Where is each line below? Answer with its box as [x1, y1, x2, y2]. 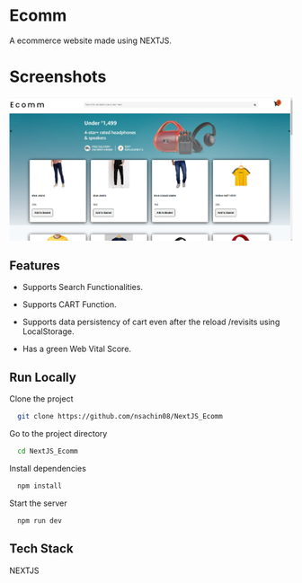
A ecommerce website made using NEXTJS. [9, 35, 173, 46]
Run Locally [9, 369, 76, 384]
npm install [17, 481, 63, 490]
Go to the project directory [9, 428, 108, 439]
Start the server [9, 498, 67, 508]
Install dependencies [9, 463, 87, 473]
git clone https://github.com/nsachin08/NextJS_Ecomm [17, 412, 223, 421]
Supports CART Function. [22, 299, 117, 310]
